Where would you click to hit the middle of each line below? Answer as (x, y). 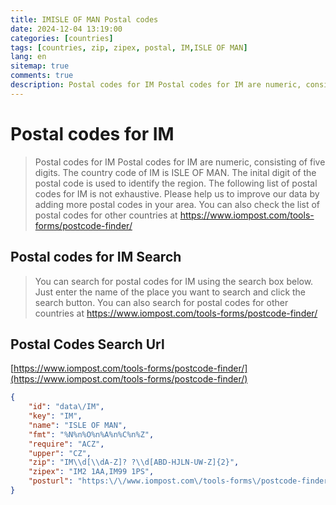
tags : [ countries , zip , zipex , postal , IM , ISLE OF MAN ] (129, 47)
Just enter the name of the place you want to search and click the (170, 292)
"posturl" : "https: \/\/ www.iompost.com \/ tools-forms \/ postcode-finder (178, 481)
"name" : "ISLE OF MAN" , (78, 425)
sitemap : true (40, 66)
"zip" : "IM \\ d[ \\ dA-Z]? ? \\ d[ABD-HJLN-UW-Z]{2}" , (134, 462)
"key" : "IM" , (55, 416)
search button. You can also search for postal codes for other (161, 302)
